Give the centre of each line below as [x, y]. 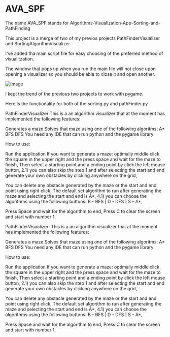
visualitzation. [20, 58]
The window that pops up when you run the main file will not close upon [80, 69]
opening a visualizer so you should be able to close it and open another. [80, 74]
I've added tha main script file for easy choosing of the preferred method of [84, 53]
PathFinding [18, 28]
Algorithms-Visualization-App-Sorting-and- [115, 23]
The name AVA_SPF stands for [37, 23]
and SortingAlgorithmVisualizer [38, 43]
